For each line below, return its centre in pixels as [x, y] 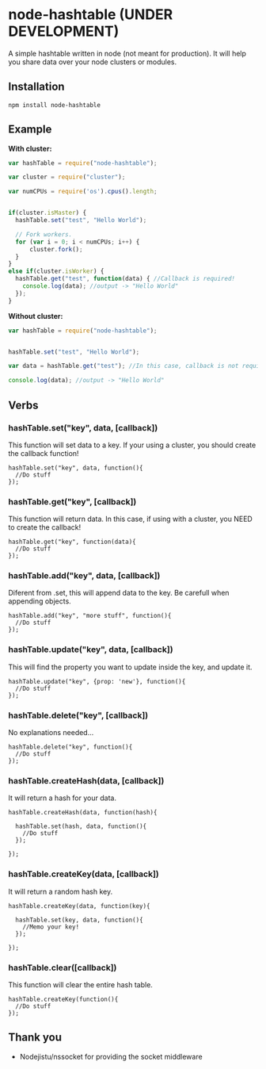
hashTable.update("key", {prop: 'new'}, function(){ [97, 681]
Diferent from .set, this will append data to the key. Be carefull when [119, 593]
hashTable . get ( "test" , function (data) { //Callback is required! [125, 279]
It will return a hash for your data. [63, 798]
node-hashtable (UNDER [91, 15]
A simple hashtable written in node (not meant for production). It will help [127, 53]
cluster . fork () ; [56, 249]
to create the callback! [45, 527]
